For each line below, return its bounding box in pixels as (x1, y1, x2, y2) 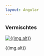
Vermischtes (5, 23, 37, 30)
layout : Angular (5, 7, 39, 12)
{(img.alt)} (5, 44, 26, 50)
